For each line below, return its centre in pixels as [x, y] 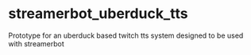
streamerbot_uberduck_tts [98, 14]
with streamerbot [37, 43]
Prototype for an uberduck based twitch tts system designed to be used [126, 35]
